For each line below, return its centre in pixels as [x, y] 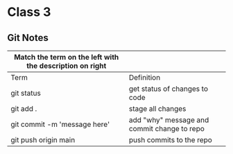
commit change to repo [166, 129]
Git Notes [28, 38]
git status [26, 93]
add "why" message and [169, 120]
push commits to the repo [171, 140]
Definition [145, 77]
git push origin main [43, 140]
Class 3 [29, 12]
